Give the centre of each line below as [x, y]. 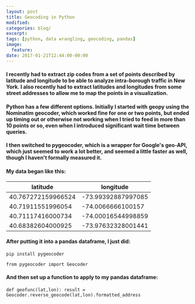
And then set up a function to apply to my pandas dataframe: [82, 277]
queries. [17, 132]
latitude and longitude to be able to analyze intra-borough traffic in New [96, 81]
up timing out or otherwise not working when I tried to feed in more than [96, 119]
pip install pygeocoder [35, 254]
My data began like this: [36, 171]
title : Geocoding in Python [41, 17]
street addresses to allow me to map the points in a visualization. [87, 93]
